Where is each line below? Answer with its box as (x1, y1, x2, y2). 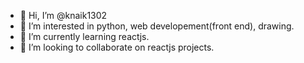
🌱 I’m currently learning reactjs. (19, 31, 150, 42)
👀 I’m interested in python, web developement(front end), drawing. (19, 20, 295, 32)
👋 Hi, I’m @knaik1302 (19, 10, 108, 21)
